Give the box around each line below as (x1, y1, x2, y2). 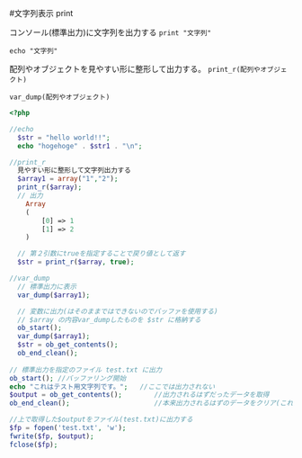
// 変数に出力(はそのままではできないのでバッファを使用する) (17, 307, 218, 316)
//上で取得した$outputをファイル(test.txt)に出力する (9, 415, 193, 425)
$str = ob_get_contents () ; (17, 340, 119, 349)
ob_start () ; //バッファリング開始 (9, 373, 127, 382)
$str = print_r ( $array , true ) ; (17, 257, 135, 267)
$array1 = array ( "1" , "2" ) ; (17, 175, 119, 184)
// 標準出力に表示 (17, 282, 77, 291)
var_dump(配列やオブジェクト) (9, 93, 111, 102)
